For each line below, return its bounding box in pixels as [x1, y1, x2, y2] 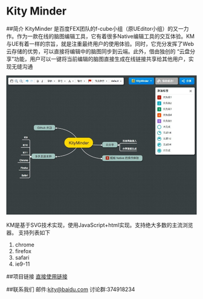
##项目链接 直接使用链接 [6, 272, 68, 280]
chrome [14, 241, 34, 248]
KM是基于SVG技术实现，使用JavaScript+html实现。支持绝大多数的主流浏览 [6, 221, 193, 228]
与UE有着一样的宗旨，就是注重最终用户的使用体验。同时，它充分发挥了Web [6, 40, 195, 47]
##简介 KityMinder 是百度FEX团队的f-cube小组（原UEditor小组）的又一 [6, 25, 184, 32]
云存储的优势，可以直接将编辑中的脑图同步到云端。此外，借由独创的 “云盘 [6, 47, 190, 55]
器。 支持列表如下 [6, 229, 50, 236]
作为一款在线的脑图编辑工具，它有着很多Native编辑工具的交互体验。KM [16, 32, 195, 40]
